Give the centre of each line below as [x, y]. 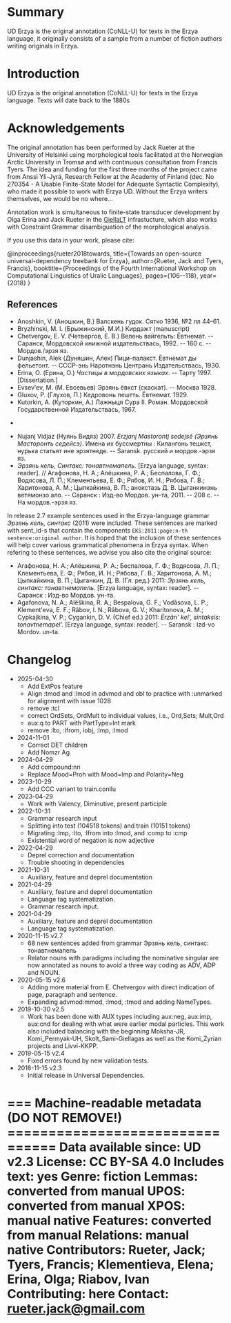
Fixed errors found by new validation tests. [88, 1060]
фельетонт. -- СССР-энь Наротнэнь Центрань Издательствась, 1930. [119, 365]
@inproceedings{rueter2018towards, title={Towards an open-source [104, 254]
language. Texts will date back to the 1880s [69, 100]
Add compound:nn [54, 767]
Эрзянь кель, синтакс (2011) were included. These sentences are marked [112, 523]
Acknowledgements [66, 128]
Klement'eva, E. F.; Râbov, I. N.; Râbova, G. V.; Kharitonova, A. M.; [110, 609]
